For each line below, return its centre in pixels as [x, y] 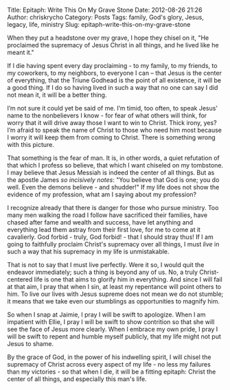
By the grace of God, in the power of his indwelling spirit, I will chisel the [109, 357]
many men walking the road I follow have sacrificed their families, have [107, 215]
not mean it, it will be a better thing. [57, 95]
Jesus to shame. [30, 344]
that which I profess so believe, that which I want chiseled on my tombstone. [115, 165]
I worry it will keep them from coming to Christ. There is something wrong [111, 137]
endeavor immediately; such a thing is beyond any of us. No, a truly [102, 272]
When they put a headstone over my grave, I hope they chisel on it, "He [108, 38]
